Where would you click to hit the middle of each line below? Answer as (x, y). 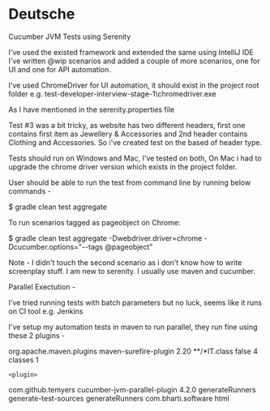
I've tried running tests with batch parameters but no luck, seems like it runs (135, 302)
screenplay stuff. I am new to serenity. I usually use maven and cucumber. (132, 271)
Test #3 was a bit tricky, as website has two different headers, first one (127, 125)
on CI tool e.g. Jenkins (46, 311)
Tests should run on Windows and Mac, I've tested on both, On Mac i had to (135, 158)
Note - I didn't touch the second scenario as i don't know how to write (125, 262)
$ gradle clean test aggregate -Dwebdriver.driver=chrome (105, 238)
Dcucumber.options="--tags (56, 246)
